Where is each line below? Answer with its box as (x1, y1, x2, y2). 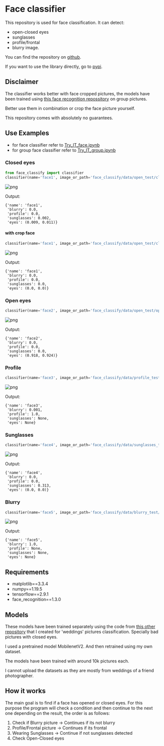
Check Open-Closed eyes (12, 735, 64, 741)
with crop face (5, 230, 35, 236)
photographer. (5, 673, 34, 679)
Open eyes (5, 297, 31, 304)
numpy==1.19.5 (12, 586, 42, 592)
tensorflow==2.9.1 (12, 591, 49, 597)
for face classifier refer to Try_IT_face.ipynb (12, 142, 100, 148)
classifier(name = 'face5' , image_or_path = (5, 510, 91, 515)
